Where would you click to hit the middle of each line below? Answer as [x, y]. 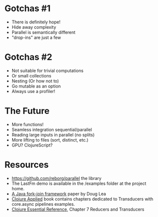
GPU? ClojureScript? [32, 145]
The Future [27, 111]
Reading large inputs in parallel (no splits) [53, 135]
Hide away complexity [34, 27]
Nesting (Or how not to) [35, 81]
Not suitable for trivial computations [47, 71]
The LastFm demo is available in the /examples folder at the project [79, 183]
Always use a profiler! [33, 91]
